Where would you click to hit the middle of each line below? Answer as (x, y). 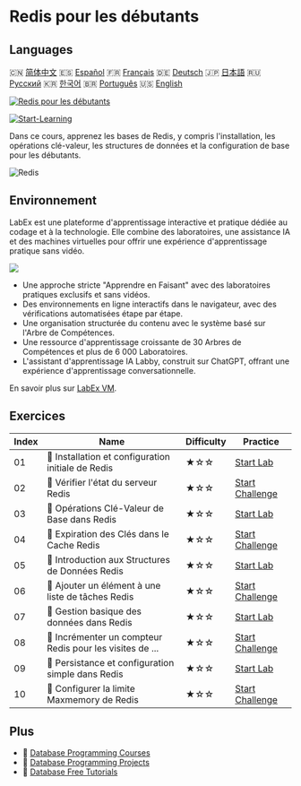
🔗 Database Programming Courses (86, 753)
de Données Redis (85, 571)
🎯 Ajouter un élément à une (104, 585)
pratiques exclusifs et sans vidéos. (86, 294)
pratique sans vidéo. (47, 250)
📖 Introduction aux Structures (108, 559)
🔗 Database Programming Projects (86, 763)
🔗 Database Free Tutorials (70, 772)
